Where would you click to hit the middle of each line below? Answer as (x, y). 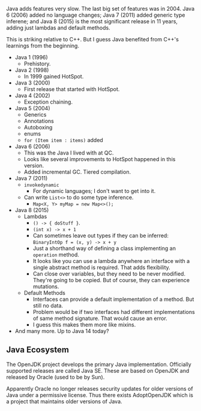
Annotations (39, 121)
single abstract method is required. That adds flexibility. (102, 267)
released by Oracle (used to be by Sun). (55, 377)
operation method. (56, 255)
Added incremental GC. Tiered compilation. (77, 172)
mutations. (46, 286)
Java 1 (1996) (31, 57)
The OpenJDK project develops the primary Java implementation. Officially (99, 364)
